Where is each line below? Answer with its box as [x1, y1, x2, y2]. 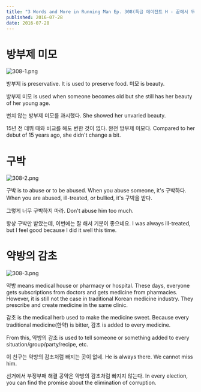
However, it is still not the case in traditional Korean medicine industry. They [6, 295, 194, 303]
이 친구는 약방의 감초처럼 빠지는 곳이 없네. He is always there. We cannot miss [6, 353, 193, 360]
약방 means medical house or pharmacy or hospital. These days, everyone [6, 282, 190, 290]
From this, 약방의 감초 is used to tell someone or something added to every [6, 334, 190, 342]
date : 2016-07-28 [6, 20, 50, 26]
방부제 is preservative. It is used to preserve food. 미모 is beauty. [6, 80, 165, 88]
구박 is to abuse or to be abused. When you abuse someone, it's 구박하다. [6, 187, 187, 194]
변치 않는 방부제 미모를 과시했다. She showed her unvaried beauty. [6, 112, 166, 119]
